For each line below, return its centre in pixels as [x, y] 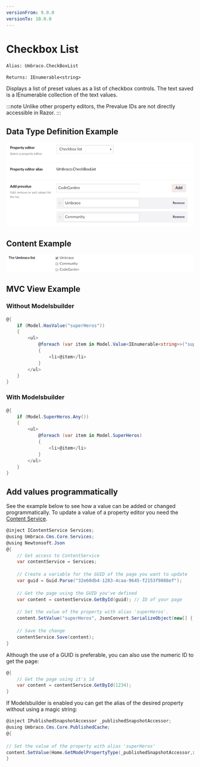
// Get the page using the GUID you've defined [77, 593]
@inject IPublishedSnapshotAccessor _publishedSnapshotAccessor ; [89, 721]
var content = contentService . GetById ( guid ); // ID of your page [100, 599]
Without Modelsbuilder [40, 306]
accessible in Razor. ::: [34, 113]
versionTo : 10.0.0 [29, 19]
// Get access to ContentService [58, 556]
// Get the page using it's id [56, 679]
